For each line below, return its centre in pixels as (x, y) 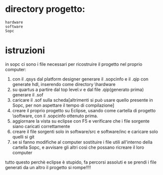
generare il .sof (28, 94)
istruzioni (25, 51)
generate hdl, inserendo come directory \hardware (64, 84)
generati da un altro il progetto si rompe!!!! (48, 167)
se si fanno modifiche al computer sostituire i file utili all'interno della (82, 142)
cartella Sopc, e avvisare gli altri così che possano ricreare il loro (78, 147)
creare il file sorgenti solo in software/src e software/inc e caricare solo (85, 131)
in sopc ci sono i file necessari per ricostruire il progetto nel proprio (74, 64)
